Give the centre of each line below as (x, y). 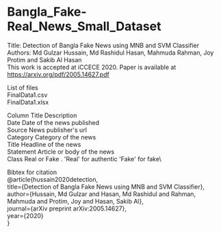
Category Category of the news (52, 137)
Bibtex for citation (32, 172)
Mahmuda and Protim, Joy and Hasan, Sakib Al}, (75, 201)
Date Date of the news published (53, 122)
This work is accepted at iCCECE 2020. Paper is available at (92, 67)
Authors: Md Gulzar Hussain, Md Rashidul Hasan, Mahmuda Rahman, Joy (110, 53)
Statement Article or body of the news (61, 152)
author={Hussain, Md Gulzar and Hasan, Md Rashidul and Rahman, (102, 194)
